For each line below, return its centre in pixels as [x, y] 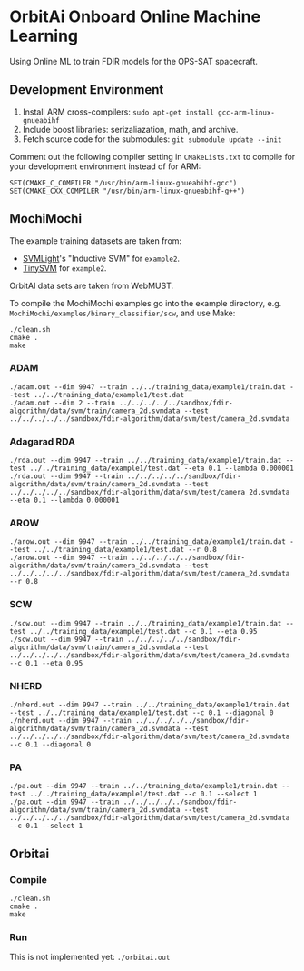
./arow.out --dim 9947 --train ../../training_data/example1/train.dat [147, 542]
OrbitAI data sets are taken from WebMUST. [92, 285]
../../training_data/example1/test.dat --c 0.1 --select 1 [143, 794]
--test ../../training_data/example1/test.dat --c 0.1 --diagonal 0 [142, 713]
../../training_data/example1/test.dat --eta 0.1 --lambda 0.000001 [162, 469]
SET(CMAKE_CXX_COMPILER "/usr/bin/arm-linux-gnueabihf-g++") [127, 191]
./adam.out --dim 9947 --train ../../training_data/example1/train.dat [147, 387]
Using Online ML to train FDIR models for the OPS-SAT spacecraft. [134, 61]
